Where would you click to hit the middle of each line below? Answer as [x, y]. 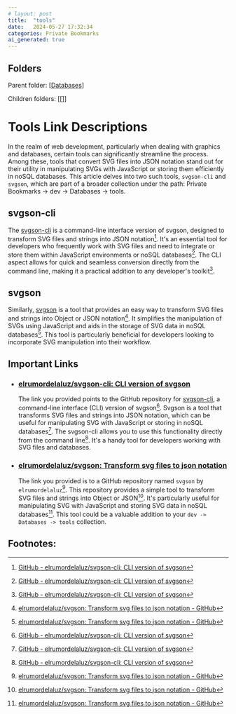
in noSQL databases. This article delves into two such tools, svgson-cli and [117, 176]
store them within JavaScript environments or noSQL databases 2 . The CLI [114, 254]
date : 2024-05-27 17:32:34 [50, 27]
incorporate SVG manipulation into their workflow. [80, 342]
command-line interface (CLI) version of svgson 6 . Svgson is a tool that [120, 407]
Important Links [43, 364]
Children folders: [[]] [37, 98]
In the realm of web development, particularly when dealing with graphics [114, 146]
